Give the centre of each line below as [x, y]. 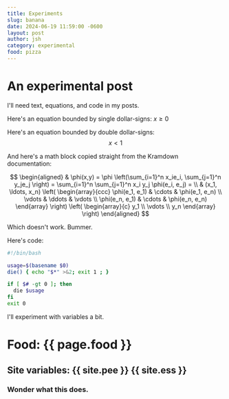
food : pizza [24, 52]
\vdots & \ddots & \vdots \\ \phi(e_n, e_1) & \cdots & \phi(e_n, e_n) [116, 199]
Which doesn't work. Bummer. [50, 227]
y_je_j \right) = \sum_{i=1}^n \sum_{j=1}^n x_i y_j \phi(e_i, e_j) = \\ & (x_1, [116, 184]
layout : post [26, 33]
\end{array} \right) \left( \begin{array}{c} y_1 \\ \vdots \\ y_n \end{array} [116, 206]
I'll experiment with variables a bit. [56, 317]
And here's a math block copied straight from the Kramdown [93, 156]
